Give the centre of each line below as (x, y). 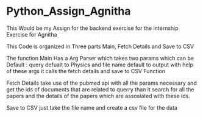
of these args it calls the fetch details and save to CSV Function (86, 71)
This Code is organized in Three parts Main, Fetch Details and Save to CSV (100, 46)
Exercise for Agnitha (32, 34)
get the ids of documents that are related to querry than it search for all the (100, 89)
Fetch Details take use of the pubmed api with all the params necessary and (101, 83)
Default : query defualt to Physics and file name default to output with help (100, 65)
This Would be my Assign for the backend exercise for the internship (92, 28)
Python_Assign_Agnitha (69, 11)
